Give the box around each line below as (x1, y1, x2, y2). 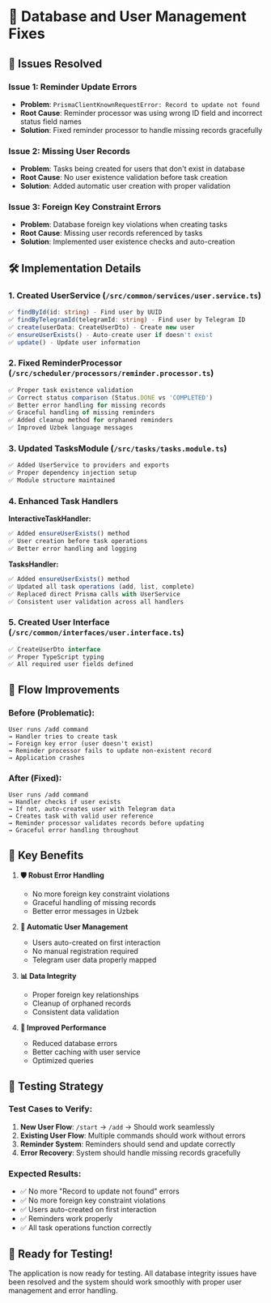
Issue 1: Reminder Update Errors (8, 81, 138, 92)
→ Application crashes (8, 754, 85, 763)
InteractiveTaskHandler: (8, 514, 91, 523)
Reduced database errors (32, 1039, 117, 1049)
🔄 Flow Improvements (8, 682, 120, 696)
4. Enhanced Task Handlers (8, 495, 119, 506)
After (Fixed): (8, 772, 62, 784)
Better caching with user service (32, 1047, 141, 1057)
